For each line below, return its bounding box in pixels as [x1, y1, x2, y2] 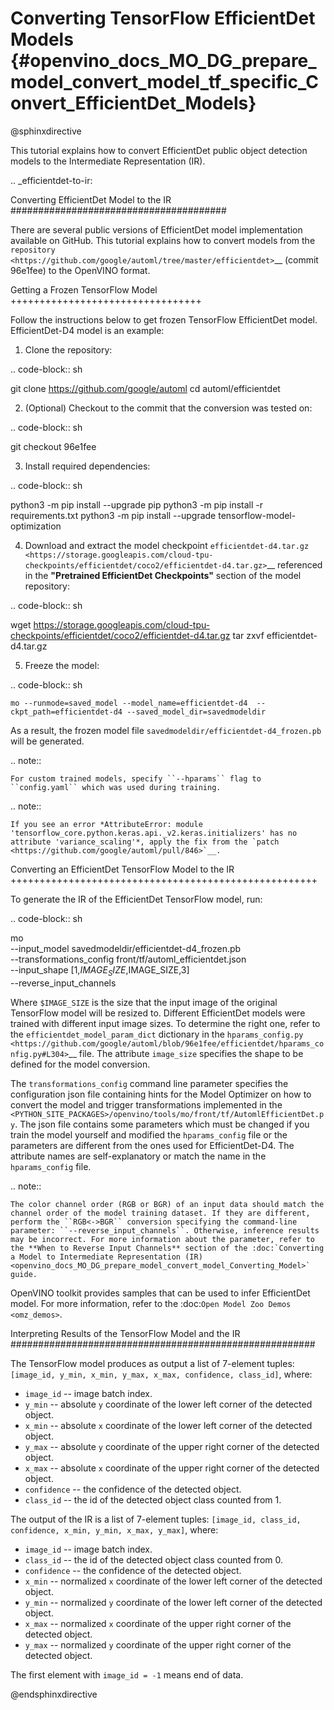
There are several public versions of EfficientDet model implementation [10, 223, 303, 236]
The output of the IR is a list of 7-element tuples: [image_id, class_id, [10, 1513, 302, 1525]
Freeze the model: [24, 659, 100, 671]
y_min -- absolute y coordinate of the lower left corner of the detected [24, 1398, 313, 1410]
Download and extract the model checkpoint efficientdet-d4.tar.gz [24, 539, 310, 551]
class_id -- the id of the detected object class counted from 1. [24, 1493, 282, 1506]
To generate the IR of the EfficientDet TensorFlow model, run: [10, 893, 263, 905]
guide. [10, 1269, 38, 1279]
